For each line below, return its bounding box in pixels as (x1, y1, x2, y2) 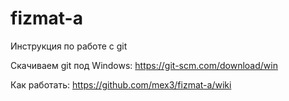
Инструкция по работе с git (10, 40, 128, 52)
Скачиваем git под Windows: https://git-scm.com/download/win (10, 59, 278, 71)
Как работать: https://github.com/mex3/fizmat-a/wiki (10, 78, 232, 91)
